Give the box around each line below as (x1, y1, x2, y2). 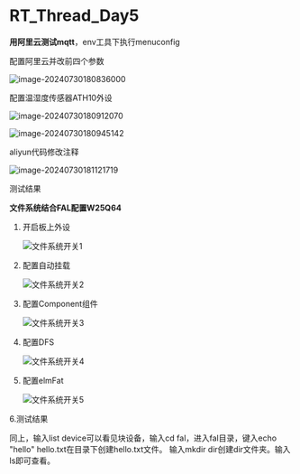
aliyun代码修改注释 (9, 146, 79, 157)
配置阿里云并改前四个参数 (9, 55, 105, 66)
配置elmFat (22, 375, 64, 386)
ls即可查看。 (9, 455, 56, 466)
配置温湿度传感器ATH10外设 (9, 92, 113, 103)
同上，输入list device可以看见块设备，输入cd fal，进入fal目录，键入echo (9, 432, 277, 443)
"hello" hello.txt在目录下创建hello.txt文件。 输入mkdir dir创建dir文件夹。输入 (9, 443, 291, 454)
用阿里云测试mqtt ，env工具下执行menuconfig (9, 36, 180, 47)
